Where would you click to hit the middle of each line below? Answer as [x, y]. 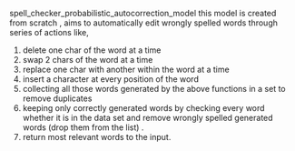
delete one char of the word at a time [92, 50]
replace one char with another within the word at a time [126, 69]
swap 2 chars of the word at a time [88, 60]
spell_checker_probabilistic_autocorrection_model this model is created [143, 13]
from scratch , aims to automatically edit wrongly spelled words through [144, 23]
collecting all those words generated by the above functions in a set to [154, 89]
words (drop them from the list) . [83, 127]
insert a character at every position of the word [111, 79]
